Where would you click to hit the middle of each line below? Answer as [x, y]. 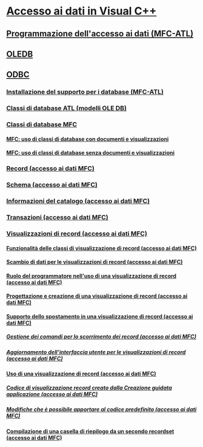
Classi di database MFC [42, 124]
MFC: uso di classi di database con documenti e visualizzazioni [88, 139]
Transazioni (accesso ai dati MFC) [58, 217]
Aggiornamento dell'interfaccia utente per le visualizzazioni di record [96, 352]
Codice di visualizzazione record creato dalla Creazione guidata [89, 388]
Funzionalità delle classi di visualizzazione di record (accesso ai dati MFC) [101, 248]
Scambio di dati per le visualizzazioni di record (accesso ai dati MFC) [95, 262]
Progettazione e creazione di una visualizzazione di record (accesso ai [97, 296]
